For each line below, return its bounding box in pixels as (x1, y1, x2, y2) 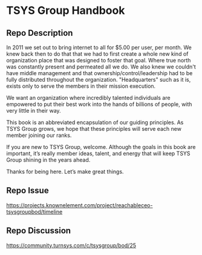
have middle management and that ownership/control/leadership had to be (6, 70, 193, 76)
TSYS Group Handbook (6, 4, 125, 18)
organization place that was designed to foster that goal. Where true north (6, 57, 191, 64)
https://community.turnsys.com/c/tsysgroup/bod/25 (6, 242, 136, 249)
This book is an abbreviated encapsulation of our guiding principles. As (6, 119, 184, 126)
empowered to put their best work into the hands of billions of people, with (6, 101, 192, 108)
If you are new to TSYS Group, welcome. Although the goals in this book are (6, 144, 196, 150)
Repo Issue (6, 185, 50, 196)
